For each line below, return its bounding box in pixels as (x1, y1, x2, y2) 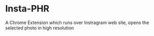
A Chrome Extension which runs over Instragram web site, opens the (5, 19, 149, 25)
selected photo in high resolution (5, 24, 74, 30)
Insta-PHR (5, 3, 50, 14)
